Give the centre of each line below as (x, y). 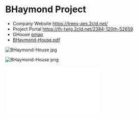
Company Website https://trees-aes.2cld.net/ (60, 23)
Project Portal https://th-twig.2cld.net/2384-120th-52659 (73, 29)
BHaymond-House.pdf (36, 40)
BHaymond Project (46, 9)
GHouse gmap (28, 34)
